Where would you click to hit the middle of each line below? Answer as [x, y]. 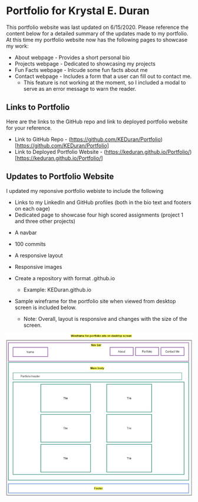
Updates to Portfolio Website [60, 177]
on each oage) [32, 208]
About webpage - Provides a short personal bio [72, 57]
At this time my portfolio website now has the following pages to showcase [97, 40]
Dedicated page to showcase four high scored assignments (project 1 [99, 215]
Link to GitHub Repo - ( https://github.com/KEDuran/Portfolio [88, 139]
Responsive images [38, 267]
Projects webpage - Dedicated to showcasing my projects [85, 64]
